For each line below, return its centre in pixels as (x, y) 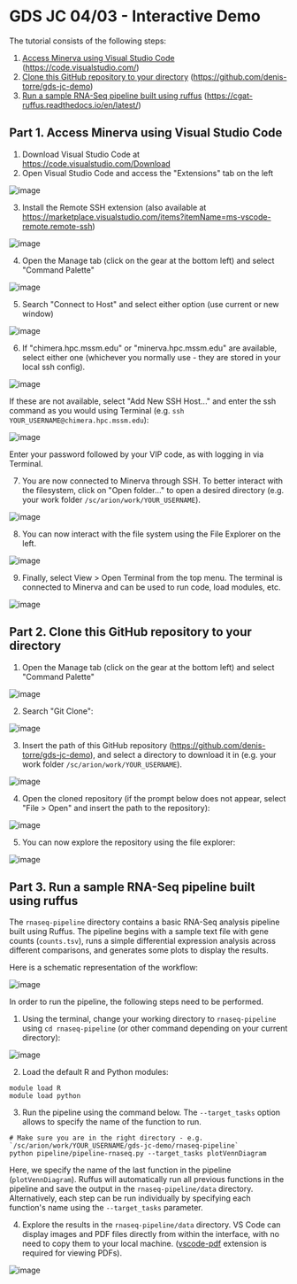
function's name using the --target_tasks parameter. (106, 1208)
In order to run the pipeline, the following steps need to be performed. (136, 1002)
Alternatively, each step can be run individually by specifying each (130, 1198)
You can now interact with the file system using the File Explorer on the (151, 534)
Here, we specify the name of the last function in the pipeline (120, 1170)
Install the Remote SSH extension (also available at (114, 207)
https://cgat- (230, 96)
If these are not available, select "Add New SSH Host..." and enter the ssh (143, 401)
